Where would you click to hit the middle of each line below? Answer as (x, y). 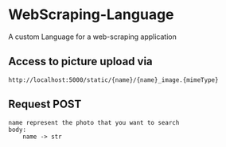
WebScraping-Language (91, 15)
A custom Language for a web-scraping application (93, 37)
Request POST (45, 104)
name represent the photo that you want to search (94, 122)
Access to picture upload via (80, 62)
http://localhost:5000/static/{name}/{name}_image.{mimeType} (113, 80)
